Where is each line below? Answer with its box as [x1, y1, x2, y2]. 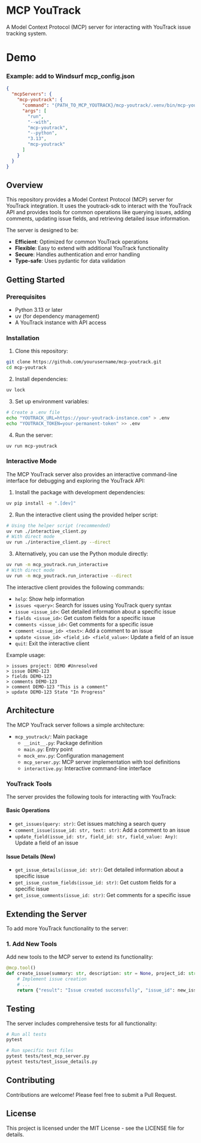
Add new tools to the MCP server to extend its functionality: [6, 953, 154, 960]
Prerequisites [6, 293, 46, 301]
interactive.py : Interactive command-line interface [23, 764, 151, 772]
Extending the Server [6, 909, 87, 919]
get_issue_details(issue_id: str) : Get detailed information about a [14, 866, 184, 874]
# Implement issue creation [17, 976, 87, 982]
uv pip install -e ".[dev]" [6, 500, 77, 506]
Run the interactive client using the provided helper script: [14, 511, 159, 518]
